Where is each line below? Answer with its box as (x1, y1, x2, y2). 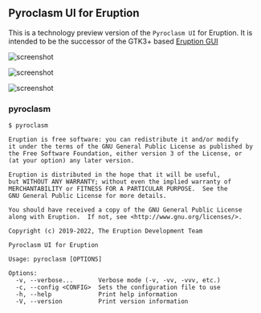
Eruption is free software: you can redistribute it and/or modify (8, 136, 239, 144)
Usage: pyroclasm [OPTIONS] (8, 255, 103, 264)
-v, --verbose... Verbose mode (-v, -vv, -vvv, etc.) (15, 277, 221, 285)
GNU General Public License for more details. (8, 192, 167, 200)
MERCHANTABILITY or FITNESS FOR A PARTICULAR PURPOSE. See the (8, 185, 228, 193)
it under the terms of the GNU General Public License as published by (8, 142, 253, 151)
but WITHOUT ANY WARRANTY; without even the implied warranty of (8, 178, 231, 186)
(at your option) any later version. (8, 157, 135, 165)
